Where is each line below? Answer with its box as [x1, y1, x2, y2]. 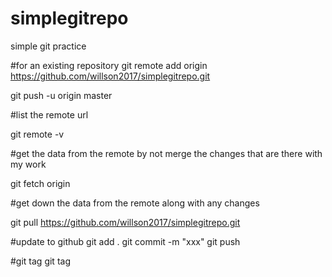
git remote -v [10, 128, 65, 140]
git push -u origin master [10, 89, 113, 101]
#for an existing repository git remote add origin [10, 59, 208, 71]
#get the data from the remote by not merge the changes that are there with [10, 147, 323, 159]
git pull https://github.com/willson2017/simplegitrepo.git [10, 216, 241, 228]
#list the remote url [10, 108, 89, 121]
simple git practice [10, 40, 87, 52]
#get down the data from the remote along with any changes [10, 197, 260, 209]
